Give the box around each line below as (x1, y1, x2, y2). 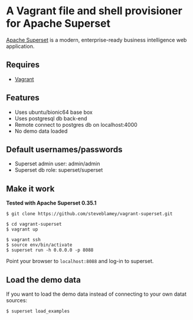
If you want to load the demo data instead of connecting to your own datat (6, 290, 187, 297)
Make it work (6, 184, 55, 194)
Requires (6, 60, 40, 70)
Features (6, 93, 40, 103)
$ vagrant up (6, 226, 38, 232)
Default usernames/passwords (6, 144, 123, 155)
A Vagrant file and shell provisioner (6, 4, 183, 18)
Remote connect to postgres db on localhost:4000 (14, 121, 138, 128)
